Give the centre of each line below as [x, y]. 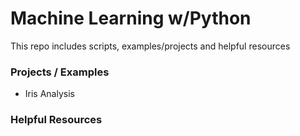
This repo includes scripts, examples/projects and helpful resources [150, 46]
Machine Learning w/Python [131, 18]
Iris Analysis [49, 94]
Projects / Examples [60, 72]
